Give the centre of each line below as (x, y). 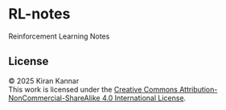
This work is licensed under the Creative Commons (93, 89)
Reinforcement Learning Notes (59, 36)
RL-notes (39, 14)
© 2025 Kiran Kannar (44, 80)
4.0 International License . (144, 98)
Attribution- (199, 89)
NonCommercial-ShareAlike (54, 98)
